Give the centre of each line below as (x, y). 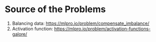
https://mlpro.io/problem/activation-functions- (103, 28)
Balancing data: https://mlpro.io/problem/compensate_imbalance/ (81, 23)
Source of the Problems (55, 9)
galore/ (19, 34)
